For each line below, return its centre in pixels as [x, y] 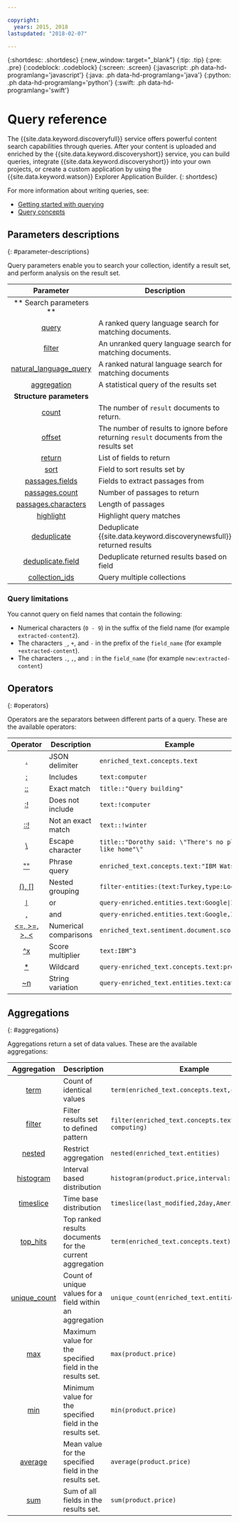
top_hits [34, 1242]
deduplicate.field [51, 561]
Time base [81, 1199]
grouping [64, 891]
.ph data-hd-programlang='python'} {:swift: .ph [77, 83]
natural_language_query [51, 369]
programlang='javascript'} [46, 75]
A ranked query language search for [159, 323]
